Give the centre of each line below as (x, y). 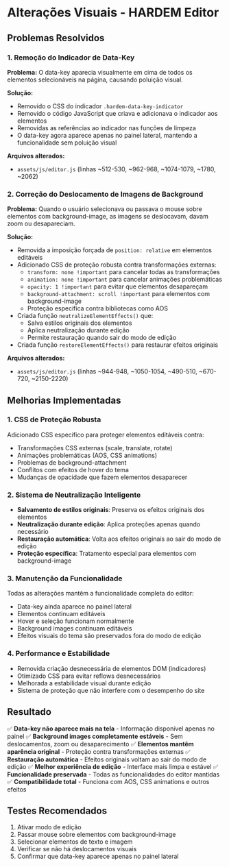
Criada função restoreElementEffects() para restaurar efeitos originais (117, 345)
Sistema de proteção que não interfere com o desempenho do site (111, 690)
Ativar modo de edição (49, 827)
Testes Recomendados (57, 810)
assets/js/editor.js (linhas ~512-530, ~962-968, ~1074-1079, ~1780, (116, 169)
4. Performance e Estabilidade (59, 654)
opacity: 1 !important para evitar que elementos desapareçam (117, 286)
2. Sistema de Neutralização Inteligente (74, 495)
